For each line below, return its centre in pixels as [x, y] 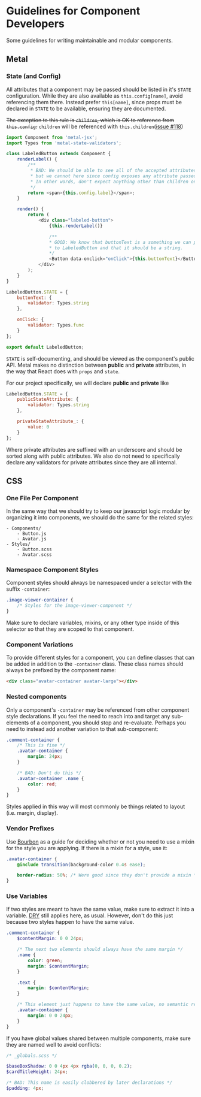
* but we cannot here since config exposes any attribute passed [113, 176]
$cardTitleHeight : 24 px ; [37, 1072]
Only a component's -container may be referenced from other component [98, 710]
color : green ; [45, 960]
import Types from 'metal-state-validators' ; [64, 143]
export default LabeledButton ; [45, 347]
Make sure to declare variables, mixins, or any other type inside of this [93, 623]
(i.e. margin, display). [32, 813]
